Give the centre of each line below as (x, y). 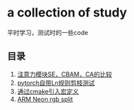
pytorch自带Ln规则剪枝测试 (56, 82)
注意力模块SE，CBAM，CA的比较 (65, 74)
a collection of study (67, 13)
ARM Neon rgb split (45, 99)
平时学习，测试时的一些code (48, 32)
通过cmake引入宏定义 (48, 91)
